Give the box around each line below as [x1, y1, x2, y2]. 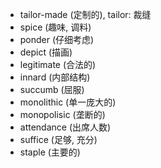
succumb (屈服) [19, 84, 85, 95]
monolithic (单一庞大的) [19, 96, 117, 108]
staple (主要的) [19, 146, 81, 158]
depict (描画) [19, 46, 73, 58]
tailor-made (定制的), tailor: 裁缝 [19, 9, 152, 20]
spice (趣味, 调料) [19, 21, 92, 33]
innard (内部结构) [19, 71, 91, 83]
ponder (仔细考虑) [19, 34, 95, 45]
